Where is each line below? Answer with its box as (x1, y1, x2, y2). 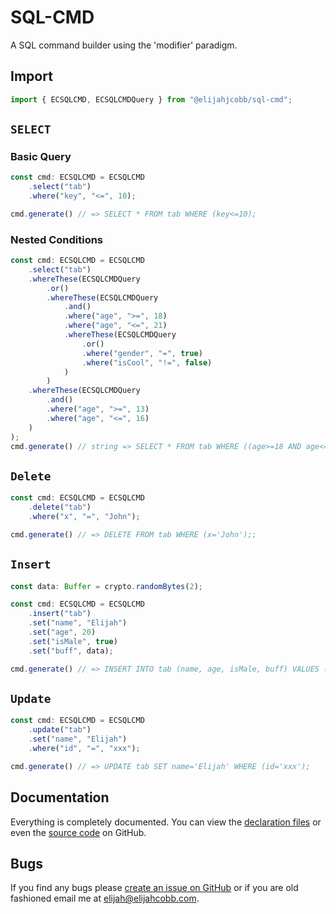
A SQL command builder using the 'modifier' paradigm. (10, 39, 238, 51)
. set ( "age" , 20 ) (28, 627, 97, 638)
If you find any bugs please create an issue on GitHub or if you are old (10, 882, 299, 894)
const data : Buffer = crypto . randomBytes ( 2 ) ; (10, 581, 203, 591)
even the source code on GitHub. (10, 826, 147, 838)
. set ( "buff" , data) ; (28, 646, 114, 656)
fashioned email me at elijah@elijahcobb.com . (10, 892, 200, 905)
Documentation (10, 789, 110, 806)
